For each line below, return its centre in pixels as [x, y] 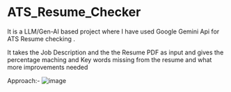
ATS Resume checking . [41, 38]
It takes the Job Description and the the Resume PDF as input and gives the [115, 52]
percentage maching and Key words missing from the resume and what [110, 59]
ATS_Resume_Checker [74, 12]
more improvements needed [48, 67]
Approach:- [24, 80]
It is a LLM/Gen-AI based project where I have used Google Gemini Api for [113, 31]
